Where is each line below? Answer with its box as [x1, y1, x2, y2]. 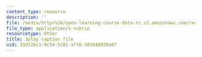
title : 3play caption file [6, 36, 74, 42]
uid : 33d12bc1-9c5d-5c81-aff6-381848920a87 [6, 42, 117, 48]
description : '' [6, 14, 47, 20]
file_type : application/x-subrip [6, 25, 90, 31]
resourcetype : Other [6, 31, 58, 37]
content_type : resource [6, 8, 66, 15]
